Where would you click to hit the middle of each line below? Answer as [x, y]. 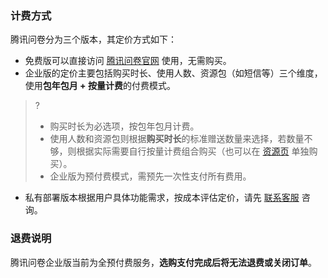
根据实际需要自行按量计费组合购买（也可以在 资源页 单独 [193, 151]
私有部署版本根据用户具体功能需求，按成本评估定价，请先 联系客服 [162, 198]
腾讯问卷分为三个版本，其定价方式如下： [93, 39]
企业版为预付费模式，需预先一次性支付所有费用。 [150, 176]
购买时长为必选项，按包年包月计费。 [124, 126]
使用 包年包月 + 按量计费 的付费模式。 [100, 86]
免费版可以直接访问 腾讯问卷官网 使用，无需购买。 [128, 61]
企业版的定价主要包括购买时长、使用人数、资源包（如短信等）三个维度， [173, 73]
